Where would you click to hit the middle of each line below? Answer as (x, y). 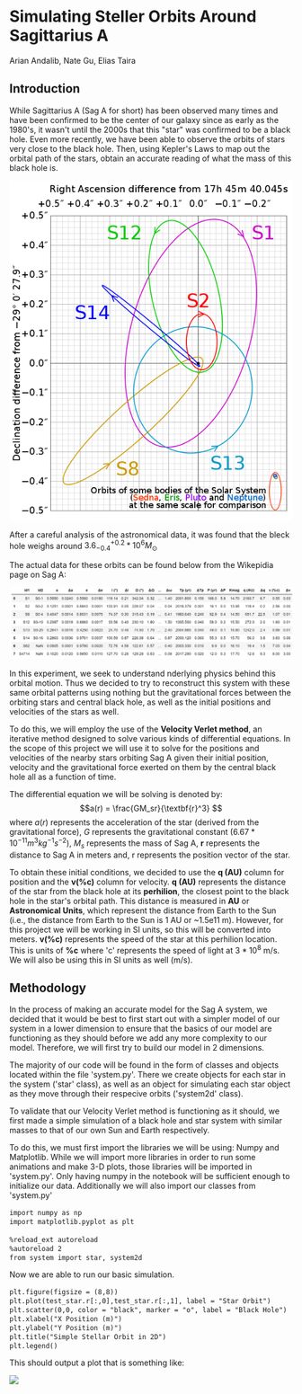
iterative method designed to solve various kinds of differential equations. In (150, 739)
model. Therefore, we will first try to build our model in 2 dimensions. (137, 1048)
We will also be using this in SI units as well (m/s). (101, 960)
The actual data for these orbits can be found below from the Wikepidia (142, 565)
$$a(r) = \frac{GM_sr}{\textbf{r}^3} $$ (151, 808)
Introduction (45, 89)
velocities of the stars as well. (64, 712)
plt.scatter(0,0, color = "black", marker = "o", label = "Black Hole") (148, 1310)
